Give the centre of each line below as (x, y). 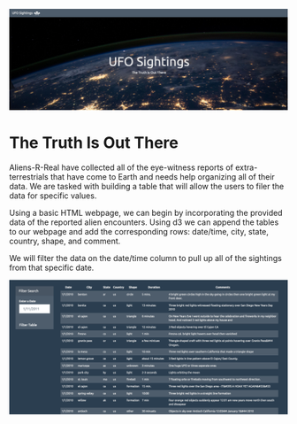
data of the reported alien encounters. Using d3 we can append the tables (144, 222)
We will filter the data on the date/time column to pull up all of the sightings (146, 258)
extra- (247, 167)
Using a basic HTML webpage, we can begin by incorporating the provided (146, 212)
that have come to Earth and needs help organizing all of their (163, 176)
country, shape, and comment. (65, 241)
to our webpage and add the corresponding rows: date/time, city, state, (139, 231)
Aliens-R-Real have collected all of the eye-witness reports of (122, 167)
